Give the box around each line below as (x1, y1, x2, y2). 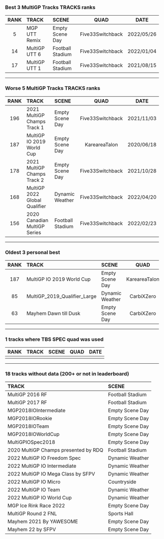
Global (26, 197, 41, 204)
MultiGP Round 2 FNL (7, 510, 57, 517)
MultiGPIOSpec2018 (7, 439, 55, 446)
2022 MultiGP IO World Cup (7, 495, 72, 501)
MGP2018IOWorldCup (7, 431, 60, 438)
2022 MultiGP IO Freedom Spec (7, 455, 81, 461)
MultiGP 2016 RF (7, 391, 47, 398)
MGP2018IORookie (7, 415, 52, 422)
